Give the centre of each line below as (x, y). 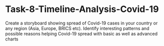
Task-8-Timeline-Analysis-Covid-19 (82, 9)
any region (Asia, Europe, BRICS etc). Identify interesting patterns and (77, 28)
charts (12, 39)
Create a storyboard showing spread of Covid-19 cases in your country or (81, 23)
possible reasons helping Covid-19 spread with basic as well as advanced (81, 33)
